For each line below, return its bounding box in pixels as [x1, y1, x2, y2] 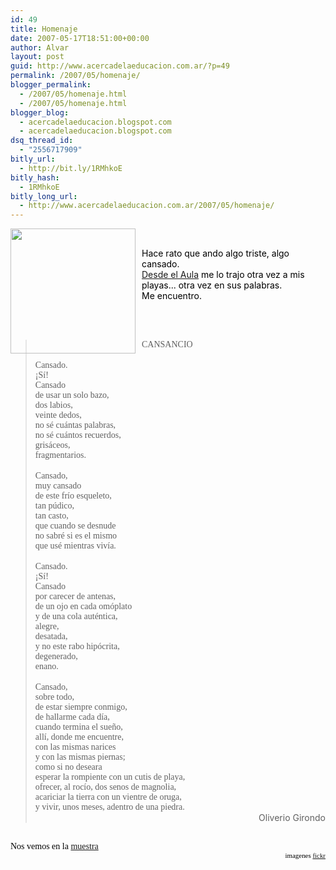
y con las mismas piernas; [34, 752, 126, 763]
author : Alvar [10, 42, 70, 53]
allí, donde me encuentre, [34, 732, 124, 743]
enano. [34, 661, 59, 672]
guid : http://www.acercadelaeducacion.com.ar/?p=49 [10, 61, 230, 71]
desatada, [34, 631, 68, 642]
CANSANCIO [141, 339, 193, 350]
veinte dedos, [34, 410, 82, 421]
